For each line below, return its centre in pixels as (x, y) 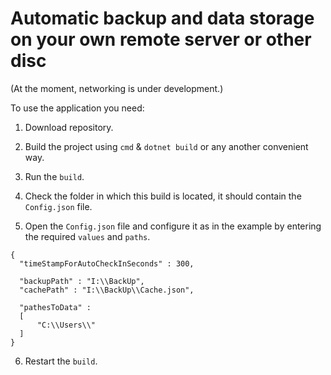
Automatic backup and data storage (162, 18)
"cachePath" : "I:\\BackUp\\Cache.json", (107, 290)
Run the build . (54, 176)
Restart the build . (61, 361)
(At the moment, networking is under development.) (117, 88)
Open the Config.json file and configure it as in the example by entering (173, 226)
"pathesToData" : (55, 307)
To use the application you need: (77, 108)
